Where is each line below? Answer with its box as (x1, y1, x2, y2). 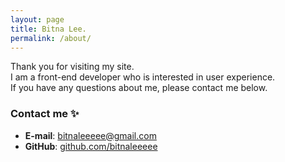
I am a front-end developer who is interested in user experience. (10, 71, 276, 83)
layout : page (10, 14, 65, 25)
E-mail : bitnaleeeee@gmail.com (24, 129, 157, 141)
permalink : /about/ (10, 33, 92, 43)
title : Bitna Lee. (10, 24, 87, 34)
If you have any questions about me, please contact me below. (10, 82, 268, 94)
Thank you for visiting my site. (10, 61, 135, 73)
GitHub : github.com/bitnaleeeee (24, 140, 158, 152)
